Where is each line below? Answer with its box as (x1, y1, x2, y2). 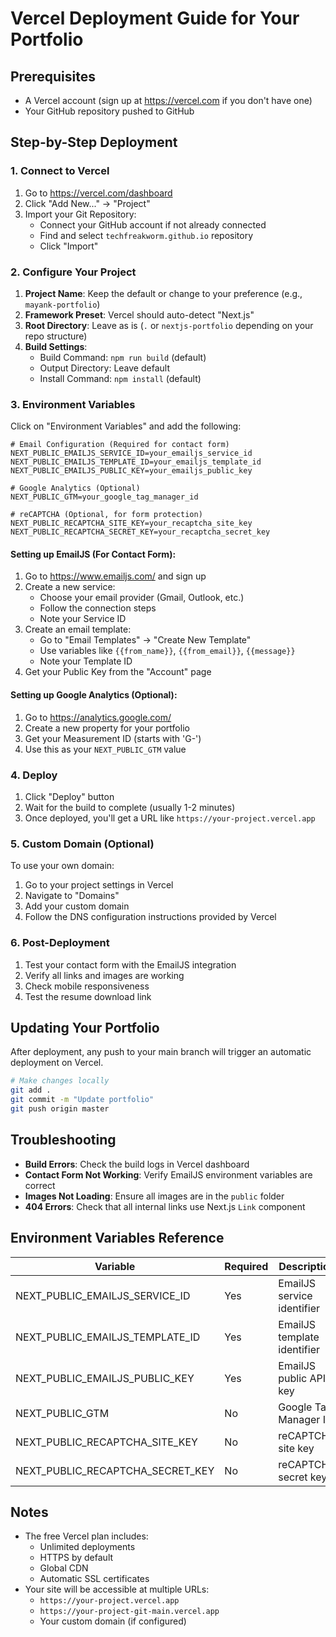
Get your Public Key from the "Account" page (24, 666, 212, 678)
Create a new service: (24, 581, 116, 593)
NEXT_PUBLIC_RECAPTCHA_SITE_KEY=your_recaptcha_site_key (10, 518, 253, 529)
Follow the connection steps (39, 602, 157, 614)
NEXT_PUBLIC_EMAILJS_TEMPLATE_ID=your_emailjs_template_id (10, 457, 262, 467)
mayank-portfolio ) (24, 298, 101, 310)
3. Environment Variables (10, 397, 136, 411)
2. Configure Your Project (10, 265, 137, 279)
